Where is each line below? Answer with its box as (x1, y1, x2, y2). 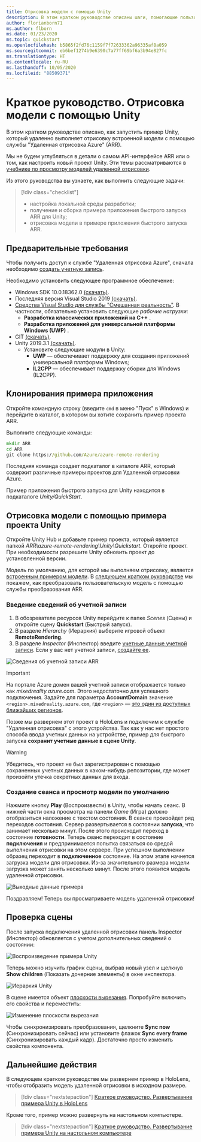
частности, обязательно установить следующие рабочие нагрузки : (14, 308, 188, 315)
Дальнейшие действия (6, 1060, 98, 1070)
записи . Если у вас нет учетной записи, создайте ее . (14, 646, 151, 653)
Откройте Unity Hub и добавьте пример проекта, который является (6, 536, 179, 543)
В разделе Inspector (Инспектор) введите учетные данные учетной (14, 639, 187, 647)
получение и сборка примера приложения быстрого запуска (29, 207, 187, 214)
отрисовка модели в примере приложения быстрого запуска (29, 219, 187, 226)
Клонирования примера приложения (6, 389, 154, 399)
